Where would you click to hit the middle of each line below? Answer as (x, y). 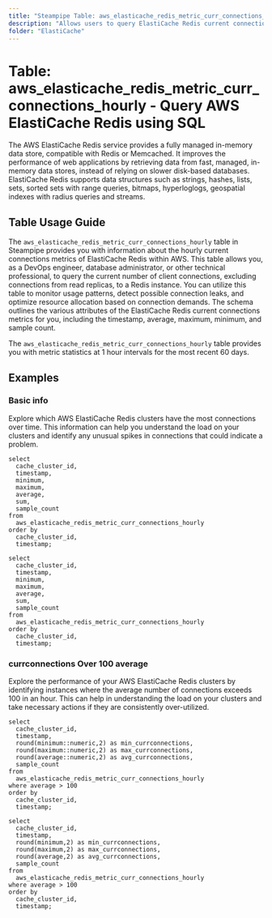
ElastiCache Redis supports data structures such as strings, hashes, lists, (130, 180)
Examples (34, 378)
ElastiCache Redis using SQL (107, 123)
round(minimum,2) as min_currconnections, (88, 843)
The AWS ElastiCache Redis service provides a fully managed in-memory (131, 145)
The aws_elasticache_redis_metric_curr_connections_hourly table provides (135, 344)
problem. (23, 444)
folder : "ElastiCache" (47, 31)
